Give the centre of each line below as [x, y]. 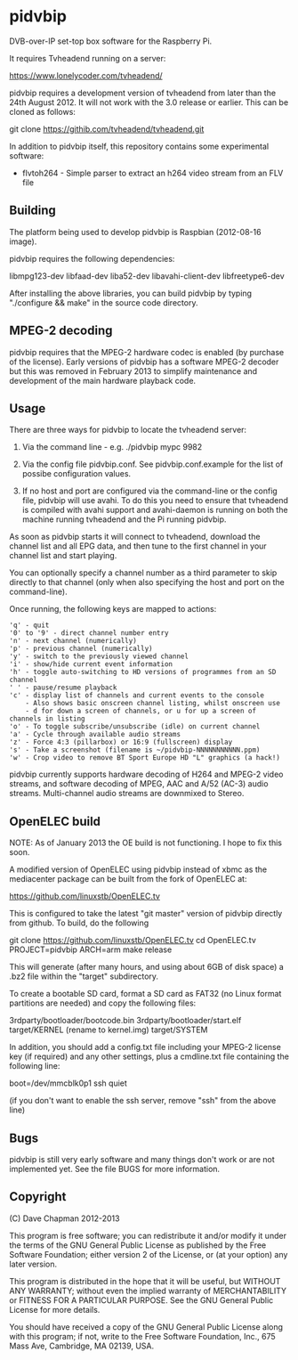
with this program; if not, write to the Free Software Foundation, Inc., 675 [142, 1336]
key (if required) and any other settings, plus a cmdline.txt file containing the [149, 1056]
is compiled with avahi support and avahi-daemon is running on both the [155, 510]
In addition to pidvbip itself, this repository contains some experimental [139, 146]
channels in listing [48, 719]
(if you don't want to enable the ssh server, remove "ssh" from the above [143, 1101]
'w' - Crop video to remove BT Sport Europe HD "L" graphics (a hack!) [145, 758]
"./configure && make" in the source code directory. [104, 302]
